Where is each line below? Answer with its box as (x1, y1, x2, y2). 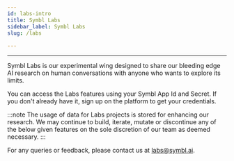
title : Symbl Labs (7, 17, 61, 24)
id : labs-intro (7, 10, 52, 17)
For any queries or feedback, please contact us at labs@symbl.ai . (7, 146, 195, 155)
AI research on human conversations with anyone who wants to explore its (7, 69, 221, 77)
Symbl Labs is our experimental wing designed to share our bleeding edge (7, 62, 221, 70)
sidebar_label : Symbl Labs (7, 23, 86, 30)
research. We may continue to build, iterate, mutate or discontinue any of (7, 118, 217, 126)
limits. (7, 76, 24, 85)
